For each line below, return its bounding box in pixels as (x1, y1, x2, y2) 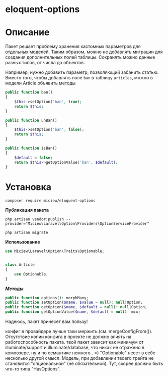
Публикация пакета (5, 207, 49, 213)
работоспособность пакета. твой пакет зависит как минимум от (5, 339, 144, 345)
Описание (5, 27, 50, 38)
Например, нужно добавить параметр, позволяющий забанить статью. (5, 69, 159, 75)
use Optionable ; (14, 271, 49, 276)
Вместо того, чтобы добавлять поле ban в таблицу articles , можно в (5, 75, 153, 81)
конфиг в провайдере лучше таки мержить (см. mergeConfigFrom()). (5, 328, 152, 335)
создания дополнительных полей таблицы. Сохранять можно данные (5, 54, 155, 60)
